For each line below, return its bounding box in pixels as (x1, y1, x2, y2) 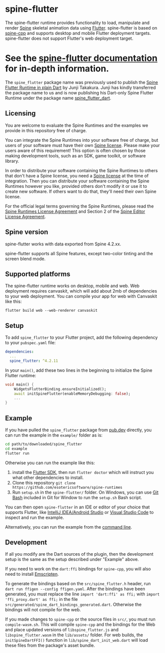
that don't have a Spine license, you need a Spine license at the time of (5, 173, 149, 178)
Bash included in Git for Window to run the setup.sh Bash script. (12, 494, 142, 500)
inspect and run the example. (5, 514, 64, 520)
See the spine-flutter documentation (5, 53, 158, 64)
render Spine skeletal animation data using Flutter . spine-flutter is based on (5, 25, 158, 30)
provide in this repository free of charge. (5, 127, 87, 133)
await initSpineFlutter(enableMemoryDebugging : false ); (14, 391, 131, 396)
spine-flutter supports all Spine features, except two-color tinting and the (5, 250, 153, 256)
